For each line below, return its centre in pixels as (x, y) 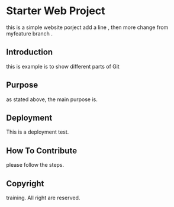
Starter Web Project (56, 11)
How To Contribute (42, 151)
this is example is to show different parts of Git (63, 66)
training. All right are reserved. (43, 198)
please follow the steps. (35, 165)
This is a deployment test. (38, 132)
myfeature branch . (30, 33)
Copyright (25, 184)
